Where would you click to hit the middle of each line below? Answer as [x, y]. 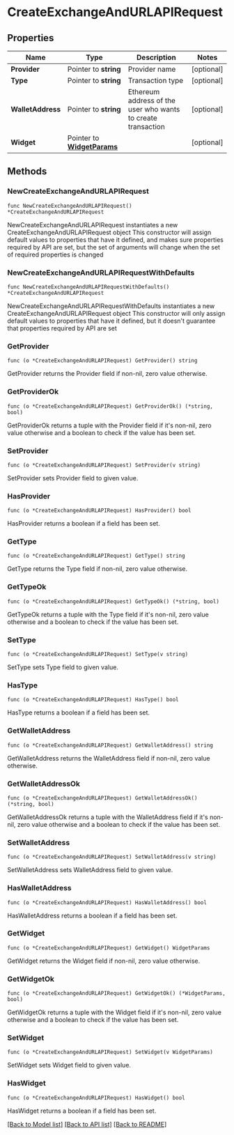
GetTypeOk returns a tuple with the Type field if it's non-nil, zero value [108, 614]
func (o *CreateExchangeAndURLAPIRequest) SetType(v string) [98, 655]
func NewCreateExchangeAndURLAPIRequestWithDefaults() [88, 287]
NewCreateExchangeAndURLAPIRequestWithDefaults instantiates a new [111, 306]
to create [143, 118]
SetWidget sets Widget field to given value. [69, 1065]
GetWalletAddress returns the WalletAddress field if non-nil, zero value [109, 758]
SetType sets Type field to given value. [63, 667]
